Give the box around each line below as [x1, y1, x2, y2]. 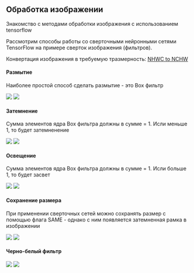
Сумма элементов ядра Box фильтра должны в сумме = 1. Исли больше [6, 165, 187, 172]
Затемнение [6, 107, 38, 114]
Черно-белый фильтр [6, 248, 62, 255]
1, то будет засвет [6, 171, 51, 178]
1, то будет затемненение [6, 127, 70, 134]
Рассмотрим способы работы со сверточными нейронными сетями [6, 37, 177, 45]
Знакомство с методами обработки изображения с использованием [6, 20, 178, 27]
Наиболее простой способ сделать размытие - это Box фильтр [6, 82, 164, 89]
